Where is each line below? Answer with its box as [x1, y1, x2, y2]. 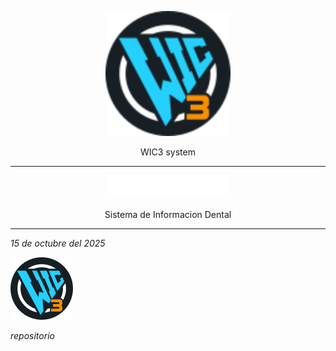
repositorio [10, 330, 55, 342]
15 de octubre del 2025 [10, 237, 106, 250]
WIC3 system [140, 146, 196, 158]
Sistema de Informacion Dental [104, 209, 232, 221]
